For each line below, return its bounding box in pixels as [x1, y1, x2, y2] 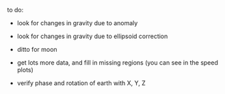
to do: [7, 6, 24, 14]
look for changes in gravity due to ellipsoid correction [16, 32, 168, 40]
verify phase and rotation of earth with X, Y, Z [16, 79, 146, 87]
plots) [16, 66, 34, 74]
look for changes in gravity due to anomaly [16, 19, 138, 27]
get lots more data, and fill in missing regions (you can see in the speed [16, 59, 219, 67]
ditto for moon [16, 46, 57, 53]
